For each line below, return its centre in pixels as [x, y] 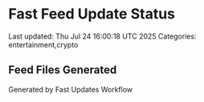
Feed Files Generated [63, 70]
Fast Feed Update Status [92, 14]
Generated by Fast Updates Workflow [71, 89]
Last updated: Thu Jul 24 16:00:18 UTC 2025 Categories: [102, 36]
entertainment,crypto [43, 44]
